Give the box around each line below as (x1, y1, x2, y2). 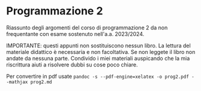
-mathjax (6, 79, 28, 85)
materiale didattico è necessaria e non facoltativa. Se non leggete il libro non (6, 48, 196, 55)
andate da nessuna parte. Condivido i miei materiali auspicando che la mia (6, 54, 190, 62)
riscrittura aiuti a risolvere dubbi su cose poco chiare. (6, 61, 138, 68)
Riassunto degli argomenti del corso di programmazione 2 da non (6, 24, 168, 31)
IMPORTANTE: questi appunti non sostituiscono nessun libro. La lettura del (6, 42, 191, 49)
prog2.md (30, 79, 52, 85)
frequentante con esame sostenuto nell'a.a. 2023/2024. (6, 30, 145, 37)
